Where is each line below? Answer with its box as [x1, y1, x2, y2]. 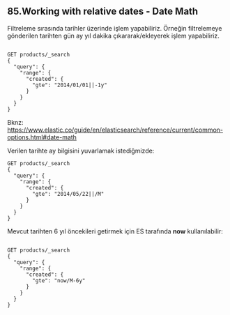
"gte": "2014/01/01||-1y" [32, 82, 108, 89]
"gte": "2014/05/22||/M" [32, 190, 105, 197]
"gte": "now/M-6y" [32, 277, 86, 284]
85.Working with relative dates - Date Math [7, 6, 199, 17]
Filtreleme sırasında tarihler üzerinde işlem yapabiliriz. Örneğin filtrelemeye [7, 24, 222, 32]
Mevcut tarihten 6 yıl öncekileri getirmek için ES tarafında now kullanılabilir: [7, 226, 223, 236]
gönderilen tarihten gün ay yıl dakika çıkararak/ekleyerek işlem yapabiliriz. [7, 31, 220, 40]
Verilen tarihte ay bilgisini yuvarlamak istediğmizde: [7, 146, 155, 155]
